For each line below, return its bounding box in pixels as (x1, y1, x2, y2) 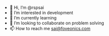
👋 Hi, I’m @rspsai (9, 5, 44, 10)
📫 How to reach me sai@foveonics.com (9, 26, 91, 31)
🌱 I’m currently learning (9, 15, 57, 20)
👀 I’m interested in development (9, 10, 73, 16)
